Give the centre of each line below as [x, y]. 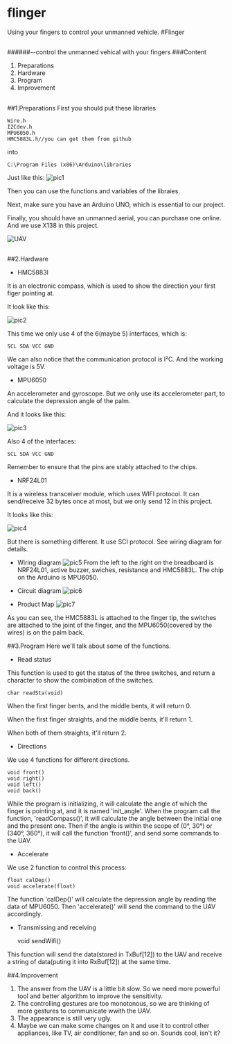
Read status [34, 660]
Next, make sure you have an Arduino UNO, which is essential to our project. [116, 204]
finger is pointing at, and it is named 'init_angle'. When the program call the [114, 811]
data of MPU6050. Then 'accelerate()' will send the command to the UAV [111, 907]
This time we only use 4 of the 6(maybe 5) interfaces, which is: [97, 334]
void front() [26, 773]
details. [18, 549]
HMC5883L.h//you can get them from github [69, 139]
